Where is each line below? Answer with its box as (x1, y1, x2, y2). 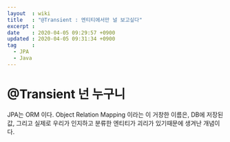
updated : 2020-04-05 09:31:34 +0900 (7, 36, 116, 43)
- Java (13, 55, 32, 62)
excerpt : (7, 23, 36, 29)
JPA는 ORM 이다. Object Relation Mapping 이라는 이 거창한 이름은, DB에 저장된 (7, 110, 224, 119)
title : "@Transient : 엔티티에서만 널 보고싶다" (7, 16, 143, 23)
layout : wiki (7, 10, 51, 17)
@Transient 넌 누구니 (7, 86, 126, 102)
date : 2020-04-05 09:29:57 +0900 (7, 29, 116, 36)
